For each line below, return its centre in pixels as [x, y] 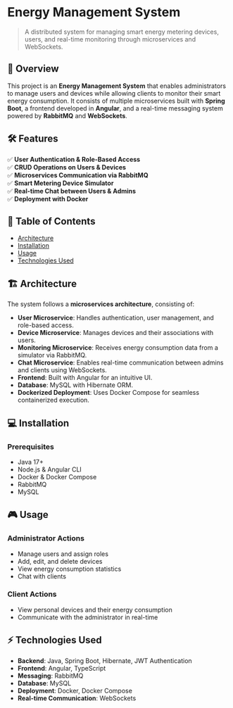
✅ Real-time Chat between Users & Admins [71, 191]
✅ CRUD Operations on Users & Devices [67, 167]
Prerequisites [31, 446]
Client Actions [32, 594]
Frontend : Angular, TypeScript [62, 668]
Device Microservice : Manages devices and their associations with [115, 333]
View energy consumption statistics [69, 569]
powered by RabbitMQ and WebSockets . [68, 115]
